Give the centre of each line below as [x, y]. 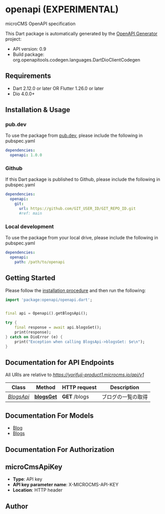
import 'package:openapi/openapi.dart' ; [49, 300]
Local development [30, 227]
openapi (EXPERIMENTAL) [62, 9]
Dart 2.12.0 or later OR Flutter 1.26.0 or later [58, 88]
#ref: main [30, 213]
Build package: [28, 54]
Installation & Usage [38, 110]
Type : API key [27, 479]
